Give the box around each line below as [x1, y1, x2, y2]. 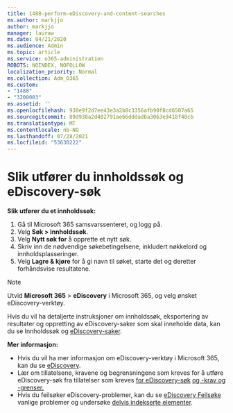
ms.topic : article [7, 49, 60, 56]
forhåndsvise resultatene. [17, 264, 91, 273]
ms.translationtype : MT [7, 119, 76, 127]
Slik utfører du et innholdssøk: [7, 207, 96, 215]
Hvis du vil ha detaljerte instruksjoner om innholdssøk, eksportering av [7, 312, 209, 321]
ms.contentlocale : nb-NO [7, 126, 79, 133]
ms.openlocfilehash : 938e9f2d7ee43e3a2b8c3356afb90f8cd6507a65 [7, 107, 194, 114]
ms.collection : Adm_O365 [7, 74, 79, 82]
